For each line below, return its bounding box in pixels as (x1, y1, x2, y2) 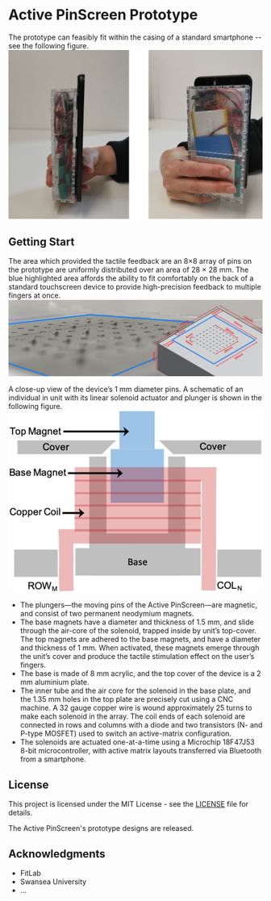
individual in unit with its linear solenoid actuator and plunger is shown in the (8, 393, 262, 403)
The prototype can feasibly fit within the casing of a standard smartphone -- (8, 32, 262, 42)
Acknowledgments (8, 847, 106, 861)
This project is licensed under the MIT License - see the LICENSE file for (8, 799, 248, 809)
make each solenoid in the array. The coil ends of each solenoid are (19, 711, 246, 721)
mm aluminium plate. (19, 678, 90, 687)
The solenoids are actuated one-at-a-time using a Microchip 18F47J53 (19, 737, 256, 747)
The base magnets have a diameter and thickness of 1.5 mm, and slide (19, 617, 254, 627)
